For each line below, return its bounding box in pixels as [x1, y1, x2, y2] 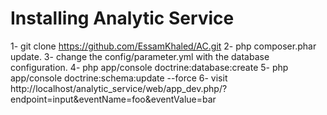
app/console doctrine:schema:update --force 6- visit [10, 72, 228, 84]
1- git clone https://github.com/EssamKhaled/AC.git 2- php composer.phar [10, 40, 317, 52]
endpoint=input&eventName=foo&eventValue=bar [10, 93, 217, 105]
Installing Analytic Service [10, 7, 235, 30]
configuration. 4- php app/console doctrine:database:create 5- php [10, 61, 289, 73]
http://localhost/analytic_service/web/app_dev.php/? [10, 82, 228, 94]
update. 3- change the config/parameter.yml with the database [10, 50, 270, 62]
